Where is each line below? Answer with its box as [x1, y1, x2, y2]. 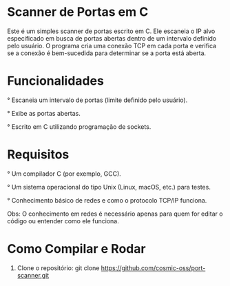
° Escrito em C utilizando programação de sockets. [7, 122, 151, 131]
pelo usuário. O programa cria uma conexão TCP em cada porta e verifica [7, 41, 217, 50]
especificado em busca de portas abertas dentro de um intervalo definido [7, 34, 217, 42]
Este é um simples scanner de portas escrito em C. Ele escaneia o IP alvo [7, 27, 216, 35]
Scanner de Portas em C [7, 4, 149, 20]
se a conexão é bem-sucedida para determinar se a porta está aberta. [7, 49, 207, 57]
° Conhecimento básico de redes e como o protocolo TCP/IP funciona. [7, 196, 207, 204]
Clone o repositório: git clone [17, 263, 100, 272]
